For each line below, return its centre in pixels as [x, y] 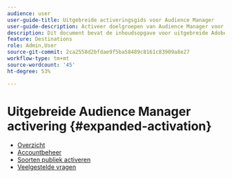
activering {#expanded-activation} [109, 126]
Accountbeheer [39, 152]
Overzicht [31, 145]
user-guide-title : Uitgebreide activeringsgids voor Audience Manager [111, 20]
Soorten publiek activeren [54, 160]
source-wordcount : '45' [41, 65]
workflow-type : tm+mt [38, 59]
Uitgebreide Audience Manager [99, 111]
